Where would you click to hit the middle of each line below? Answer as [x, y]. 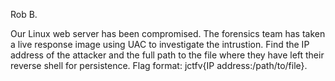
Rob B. [24, 14]
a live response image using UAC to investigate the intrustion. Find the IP [160, 44]
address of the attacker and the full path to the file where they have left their [167, 55]
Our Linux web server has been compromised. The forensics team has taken [168, 33]
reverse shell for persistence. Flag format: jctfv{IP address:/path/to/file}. [159, 65]
